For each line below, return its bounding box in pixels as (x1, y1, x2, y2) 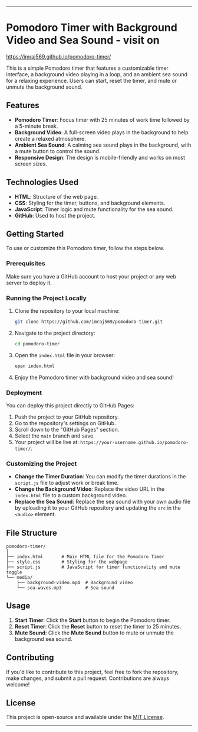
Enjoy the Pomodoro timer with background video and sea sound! (14, 374, 174, 381)
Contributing (6, 653, 54, 663)
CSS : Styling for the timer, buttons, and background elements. (14, 199, 166, 206)
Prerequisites (6, 260, 45, 268)
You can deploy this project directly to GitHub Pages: (6, 401, 134, 409)
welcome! (6, 681, 30, 688)
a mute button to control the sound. (14, 147, 101, 154)
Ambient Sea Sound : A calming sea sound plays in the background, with (14, 141, 192, 148)
